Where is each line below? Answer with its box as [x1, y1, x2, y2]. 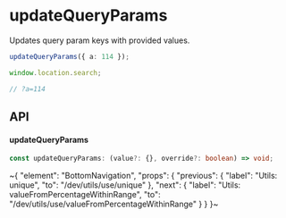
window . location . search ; [9, 68, 102, 77]
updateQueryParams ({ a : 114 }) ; [9, 52, 130, 61]
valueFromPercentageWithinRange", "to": [9, 189, 161, 200]
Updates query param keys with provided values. [9, 35, 190, 46]
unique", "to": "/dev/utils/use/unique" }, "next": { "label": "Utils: [9, 180, 241, 190]
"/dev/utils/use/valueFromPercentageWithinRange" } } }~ [9, 198, 219, 210]
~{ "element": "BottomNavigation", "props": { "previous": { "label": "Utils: [9, 171, 278, 181]
